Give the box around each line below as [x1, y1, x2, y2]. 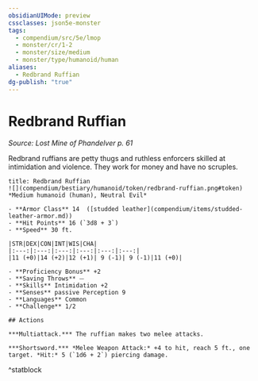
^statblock [8, 365, 42, 375]
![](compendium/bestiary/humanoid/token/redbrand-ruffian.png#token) [8, 184, 244, 193]
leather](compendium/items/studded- [121, 206, 244, 214]
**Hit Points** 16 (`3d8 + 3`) [15, 219, 119, 227]
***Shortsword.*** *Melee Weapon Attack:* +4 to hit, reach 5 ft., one [8, 344, 250, 352]
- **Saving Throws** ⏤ [8, 275, 85, 283]
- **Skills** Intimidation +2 [8, 282, 109, 290]
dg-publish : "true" [8, 78, 73, 86]
